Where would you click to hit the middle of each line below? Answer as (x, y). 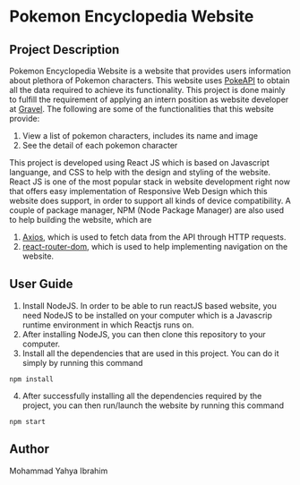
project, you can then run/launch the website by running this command (153, 405)
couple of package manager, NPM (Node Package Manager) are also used (147, 210)
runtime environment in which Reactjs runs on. (108, 325)
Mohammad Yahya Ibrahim (59, 471)
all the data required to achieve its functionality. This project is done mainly (147, 90)
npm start (28, 421)
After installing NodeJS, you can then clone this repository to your (144, 334)
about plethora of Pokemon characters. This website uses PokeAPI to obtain (150, 81)
